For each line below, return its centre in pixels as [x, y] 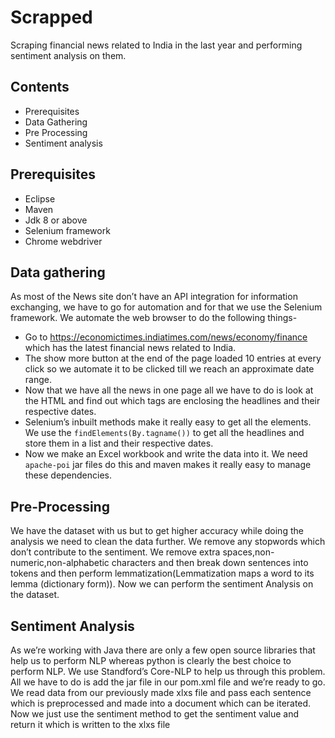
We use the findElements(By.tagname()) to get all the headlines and [164, 433]
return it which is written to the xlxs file [90, 724]
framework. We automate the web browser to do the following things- [154, 318]
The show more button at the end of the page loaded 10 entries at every [173, 358]
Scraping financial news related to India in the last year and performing [156, 45]
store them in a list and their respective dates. [119, 443]
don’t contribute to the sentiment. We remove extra [115, 552]
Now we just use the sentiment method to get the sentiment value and [155, 714]
